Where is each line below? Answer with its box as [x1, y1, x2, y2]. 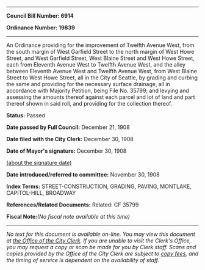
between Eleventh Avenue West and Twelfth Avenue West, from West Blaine [6, 68, 197, 75]
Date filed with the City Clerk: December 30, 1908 [6, 136, 134, 142]
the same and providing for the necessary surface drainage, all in [6, 81, 171, 87]
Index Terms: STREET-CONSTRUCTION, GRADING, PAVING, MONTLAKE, [6, 183, 192, 190]
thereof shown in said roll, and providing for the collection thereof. [6, 100, 173, 107]
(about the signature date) [6, 159, 72, 166]
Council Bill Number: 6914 [6, 12, 74, 19]
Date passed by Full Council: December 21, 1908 [6, 123, 130, 131]
